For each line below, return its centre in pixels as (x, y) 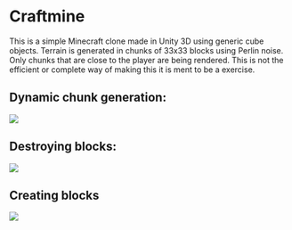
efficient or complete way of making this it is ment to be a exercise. (132, 70)
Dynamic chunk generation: (88, 98)
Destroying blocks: (63, 147)
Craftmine (47, 16)
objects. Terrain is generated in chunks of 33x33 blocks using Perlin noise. (146, 50)
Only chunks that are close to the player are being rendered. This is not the (146, 60)
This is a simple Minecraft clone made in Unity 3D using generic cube (137, 41)
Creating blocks (54, 195)
